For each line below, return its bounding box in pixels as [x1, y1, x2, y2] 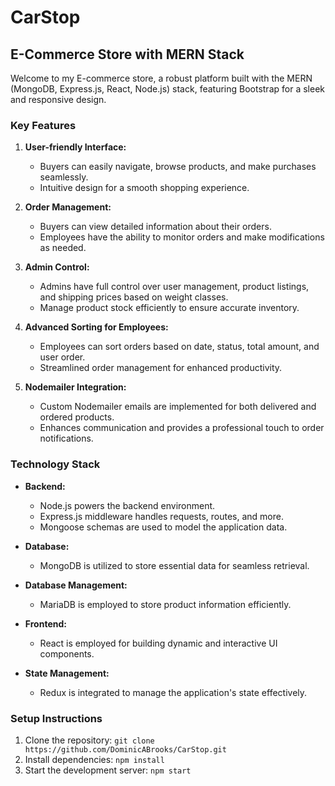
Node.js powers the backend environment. [39, 499, 216, 511]
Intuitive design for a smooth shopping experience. [39, 182, 250, 194]
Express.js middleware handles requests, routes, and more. [39, 510, 284, 522]
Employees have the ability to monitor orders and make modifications [39, 231, 325, 243]
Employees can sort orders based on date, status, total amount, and [39, 341, 320, 353]
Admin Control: [24, 261, 90, 273]
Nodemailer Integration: [24, 381, 127, 393]
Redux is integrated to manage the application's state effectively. [39, 686, 308, 698]
